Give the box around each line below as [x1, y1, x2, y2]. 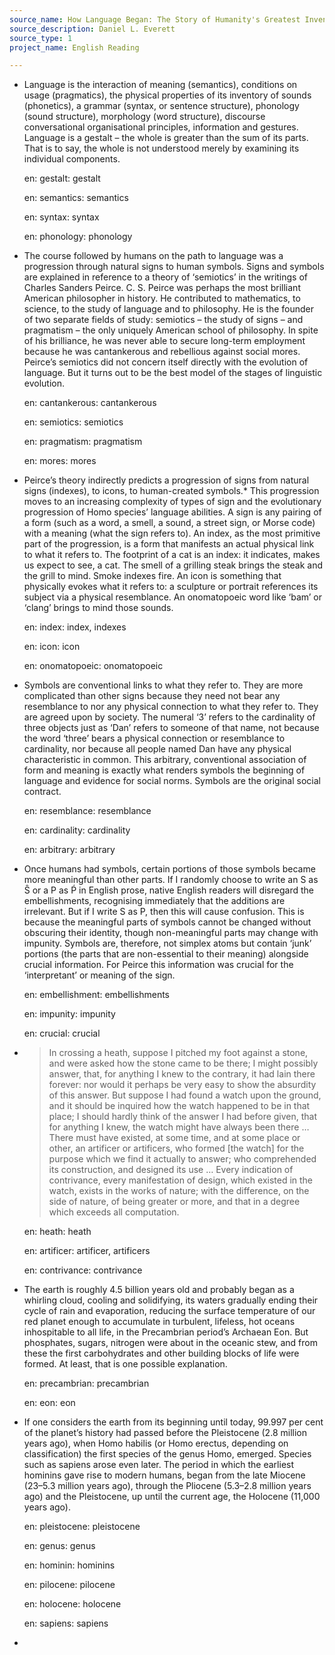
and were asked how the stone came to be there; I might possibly [48, 1057, 319, 1070]
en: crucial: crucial [23, 1027, 101, 1040]
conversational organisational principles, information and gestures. [23, 121, 299, 133]
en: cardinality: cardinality [23, 824, 131, 836]
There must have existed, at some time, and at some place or [48, 1132, 301, 1144]
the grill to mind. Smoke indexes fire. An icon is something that [23, 570, 282, 582]
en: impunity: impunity [23, 1008, 116, 1020]
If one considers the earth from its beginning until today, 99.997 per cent [23, 1416, 324, 1428]
